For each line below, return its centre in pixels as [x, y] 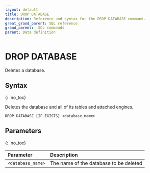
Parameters [23, 131]
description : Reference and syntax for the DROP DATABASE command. [75, 19]
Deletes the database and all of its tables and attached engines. [69, 107]
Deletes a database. [25, 70]
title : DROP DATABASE [27, 14]
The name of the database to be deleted [96, 163]
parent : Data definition [30, 32]
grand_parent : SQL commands [35, 28]
